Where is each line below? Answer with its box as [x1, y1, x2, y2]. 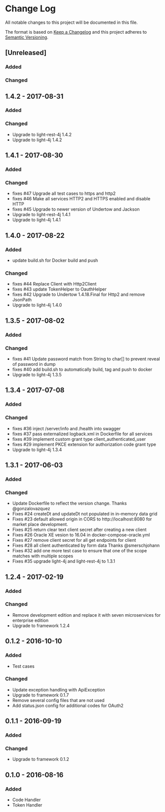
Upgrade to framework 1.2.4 [12, 623, 70, 629]
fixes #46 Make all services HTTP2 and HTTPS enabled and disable [12, 196, 151, 202]
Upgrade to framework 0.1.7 [12, 692, 69, 698]
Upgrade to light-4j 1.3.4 [12, 447, 62, 453]
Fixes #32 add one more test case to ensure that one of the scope [12, 548, 147, 554]
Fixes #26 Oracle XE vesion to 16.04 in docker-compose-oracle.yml [12, 532, 150, 538]
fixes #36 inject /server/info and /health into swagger [12, 425, 121, 431]
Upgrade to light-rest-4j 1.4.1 [12, 212, 71, 218]
